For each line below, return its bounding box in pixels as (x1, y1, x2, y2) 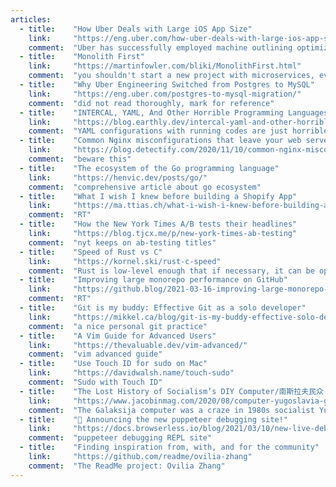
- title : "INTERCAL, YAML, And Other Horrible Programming (19, 107, 284, 118)
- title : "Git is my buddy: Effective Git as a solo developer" (19, 303, 307, 313)
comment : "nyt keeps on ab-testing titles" (28, 237, 217, 248)
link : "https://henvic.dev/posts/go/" (28, 172, 208, 183)
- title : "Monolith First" (19, 52, 145, 62)
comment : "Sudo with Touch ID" (28, 377, 163, 387)
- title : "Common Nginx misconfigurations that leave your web (19, 136, 302, 146)
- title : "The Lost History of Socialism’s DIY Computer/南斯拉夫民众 (19, 386, 324, 396)
